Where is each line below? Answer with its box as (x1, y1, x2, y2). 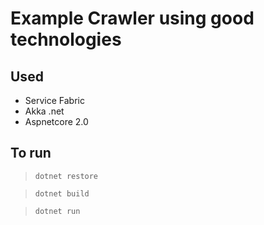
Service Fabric (24, 95, 85, 106)
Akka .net (24, 105, 65, 117)
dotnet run (34, 206, 81, 216)
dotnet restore (34, 171, 99, 181)
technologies (10, 28, 122, 51)
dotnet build (34, 188, 90, 199)
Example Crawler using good (10, 7, 255, 30)
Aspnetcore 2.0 (24, 116, 89, 127)
